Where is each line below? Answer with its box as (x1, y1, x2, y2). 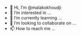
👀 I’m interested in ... (9, 10, 52, 16)
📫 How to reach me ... (9, 26, 55, 31)
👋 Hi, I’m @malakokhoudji (9, 5, 61, 10)
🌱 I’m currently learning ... (9, 15, 62, 20)
